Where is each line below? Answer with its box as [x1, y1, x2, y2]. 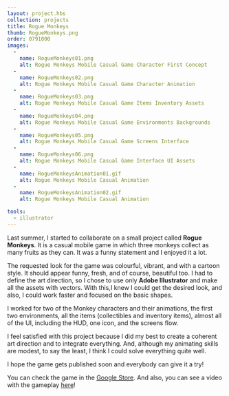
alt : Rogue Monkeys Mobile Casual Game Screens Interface [19, 138, 189, 145]
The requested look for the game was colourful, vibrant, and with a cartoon [7, 261, 220, 269]
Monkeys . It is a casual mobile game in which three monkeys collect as [7, 240, 209, 249]
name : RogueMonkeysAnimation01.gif [19, 170, 122, 177]
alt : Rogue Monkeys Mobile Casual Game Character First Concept [19, 61, 208, 68]
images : [7, 42, 30, 49]
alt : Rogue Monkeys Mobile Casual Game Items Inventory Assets [19, 100, 205, 107]
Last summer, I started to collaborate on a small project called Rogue [7, 233, 202, 242]
